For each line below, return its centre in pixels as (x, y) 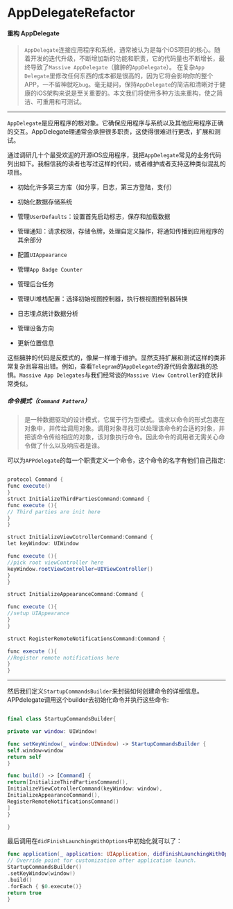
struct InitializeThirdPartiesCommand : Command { (79, 499)
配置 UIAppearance (42, 255)
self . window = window (35, 750)
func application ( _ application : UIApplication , (79, 854)
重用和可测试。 (64, 102)
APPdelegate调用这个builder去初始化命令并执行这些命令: (88, 700)
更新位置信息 (35, 343)
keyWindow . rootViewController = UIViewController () (80, 569)
